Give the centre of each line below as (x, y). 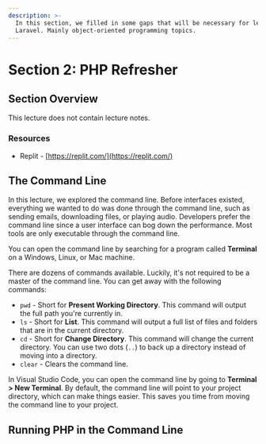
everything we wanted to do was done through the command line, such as (129, 208)
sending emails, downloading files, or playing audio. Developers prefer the (129, 217)
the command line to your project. (63, 405)
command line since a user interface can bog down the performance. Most (130, 225)
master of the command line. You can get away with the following (115, 281)
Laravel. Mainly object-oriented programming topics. (106, 30)
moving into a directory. (58, 356)
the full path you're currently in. (71, 314)
